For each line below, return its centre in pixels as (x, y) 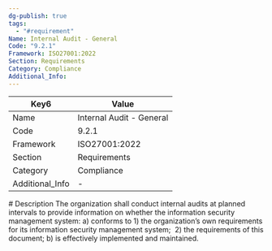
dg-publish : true (38, 16)
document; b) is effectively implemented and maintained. (104, 238)
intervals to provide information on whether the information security (122, 212)
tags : (17, 24)
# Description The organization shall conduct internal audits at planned (127, 203)
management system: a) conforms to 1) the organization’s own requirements (136, 221)
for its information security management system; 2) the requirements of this (136, 229)
